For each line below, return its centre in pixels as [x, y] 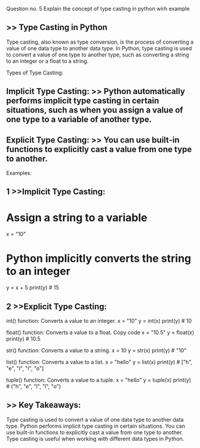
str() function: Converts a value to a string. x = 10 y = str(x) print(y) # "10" [96, 350]
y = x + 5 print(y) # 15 [33, 287]
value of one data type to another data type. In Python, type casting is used [99, 48]
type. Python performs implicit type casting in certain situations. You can [96, 426]
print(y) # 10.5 [23, 339]
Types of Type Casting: [35, 72]
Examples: [19, 173]
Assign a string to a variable [77, 217]
